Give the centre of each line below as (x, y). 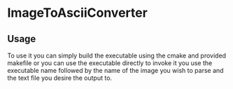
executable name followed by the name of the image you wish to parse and (115, 70)
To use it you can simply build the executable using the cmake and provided (116, 55)
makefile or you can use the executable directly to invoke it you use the (110, 63)
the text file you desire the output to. (60, 78)
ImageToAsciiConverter (78, 13)
